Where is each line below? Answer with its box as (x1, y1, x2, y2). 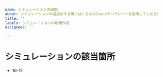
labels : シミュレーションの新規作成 (5, 20, 69, 26)
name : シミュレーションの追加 (5, 7, 58, 12)
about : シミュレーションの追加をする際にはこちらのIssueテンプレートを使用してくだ (5, 12, 154, 16)
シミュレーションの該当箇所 (5, 51, 115, 63)
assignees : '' (5, 25, 34, 30)
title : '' (5, 16, 25, 21)
